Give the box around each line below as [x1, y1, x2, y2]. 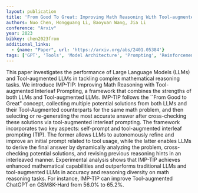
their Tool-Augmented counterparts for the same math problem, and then [6, 106, 184, 113]
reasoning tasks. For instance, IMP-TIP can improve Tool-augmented [6, 175, 173, 182]
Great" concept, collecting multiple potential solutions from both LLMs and [6, 99, 187, 107]
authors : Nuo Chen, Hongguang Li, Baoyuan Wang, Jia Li [6, 19, 146, 25]
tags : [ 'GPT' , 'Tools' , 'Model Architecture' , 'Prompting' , [6, 52, 157, 58]
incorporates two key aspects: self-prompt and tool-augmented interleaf [6, 125, 183, 132]
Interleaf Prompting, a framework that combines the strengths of [35, 87, 192, 94]
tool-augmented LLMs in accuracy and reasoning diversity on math [6, 168, 169, 175]
